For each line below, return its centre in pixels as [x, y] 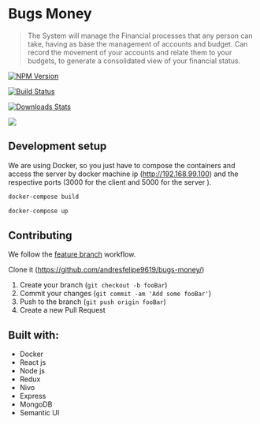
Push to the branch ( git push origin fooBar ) [93, 302]
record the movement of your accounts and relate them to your [130, 52]
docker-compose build [44, 197]
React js [33, 362]
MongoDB [36, 404]
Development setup [58, 146]
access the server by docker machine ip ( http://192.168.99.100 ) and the [123, 174]
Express [33, 396]
